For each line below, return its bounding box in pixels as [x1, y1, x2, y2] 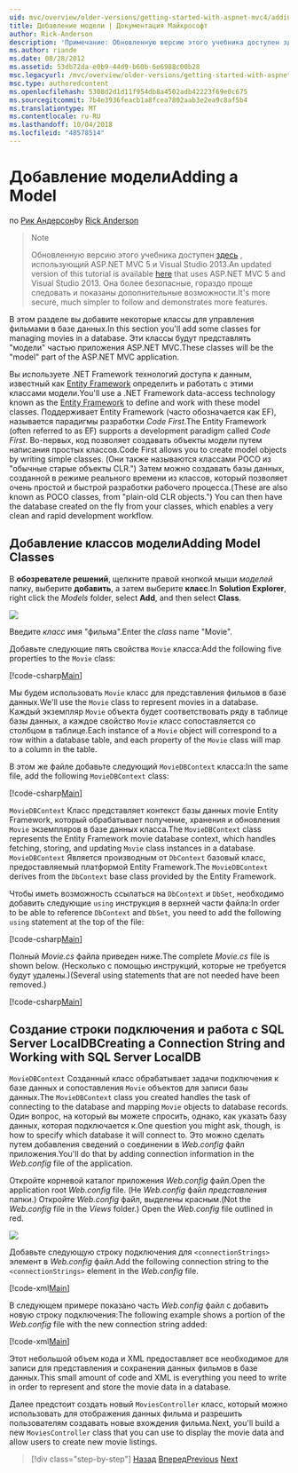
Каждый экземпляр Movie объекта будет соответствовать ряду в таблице [9, 706, 288, 717]
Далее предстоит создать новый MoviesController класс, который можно [9, 1399, 288, 1410]
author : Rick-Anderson [9, 29, 93, 38]
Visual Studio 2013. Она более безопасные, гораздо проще [30, 277, 253, 289]
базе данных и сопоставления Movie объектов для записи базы [9, 1082, 248, 1093]
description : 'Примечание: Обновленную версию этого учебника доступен [9, 37, 279, 47]
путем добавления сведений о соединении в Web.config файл [9, 1139, 246, 1150]
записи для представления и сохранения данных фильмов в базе [9, 1363, 258, 1374]
